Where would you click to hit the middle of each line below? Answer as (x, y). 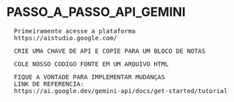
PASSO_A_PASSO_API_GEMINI (96, 12)
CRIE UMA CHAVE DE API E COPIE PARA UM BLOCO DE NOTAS (110, 51)
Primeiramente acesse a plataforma (75, 31)
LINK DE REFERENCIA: (49, 84)
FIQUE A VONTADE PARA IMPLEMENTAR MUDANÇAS (89, 77)
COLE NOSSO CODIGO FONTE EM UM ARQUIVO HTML (91, 64)
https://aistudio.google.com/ (65, 38)
